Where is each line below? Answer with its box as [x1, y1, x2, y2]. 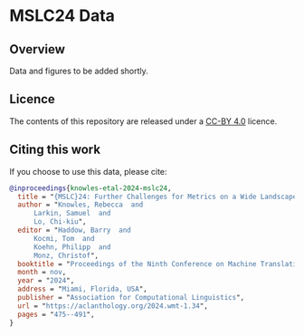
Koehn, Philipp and [33, 242, 111, 252]
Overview [9, 42, 66, 57]
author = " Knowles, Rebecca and [17, 200, 144, 209]
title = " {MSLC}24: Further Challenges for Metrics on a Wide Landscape [17, 192, 298, 201]
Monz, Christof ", [33, 251, 100, 260]
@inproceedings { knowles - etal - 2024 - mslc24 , [9, 183, 172, 193]
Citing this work [9, 142, 101, 158]
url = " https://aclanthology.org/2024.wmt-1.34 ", [17, 301, 208, 311]
